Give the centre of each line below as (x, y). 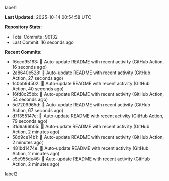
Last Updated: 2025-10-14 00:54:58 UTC (48, 17)
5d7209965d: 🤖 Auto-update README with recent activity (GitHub (81, 105)
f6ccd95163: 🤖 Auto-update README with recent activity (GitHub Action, (88, 62)
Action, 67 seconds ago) (38, 110)
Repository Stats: (24, 27)
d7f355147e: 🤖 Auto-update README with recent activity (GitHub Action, (88, 116)
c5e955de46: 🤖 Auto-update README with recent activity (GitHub (81, 159)
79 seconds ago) (30, 121)
